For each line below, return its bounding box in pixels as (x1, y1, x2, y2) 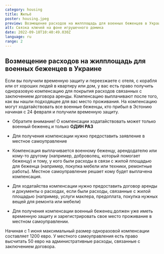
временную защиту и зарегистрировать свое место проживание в (12, 213, 152, 219)
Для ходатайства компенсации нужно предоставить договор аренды (12, 183, 158, 189)
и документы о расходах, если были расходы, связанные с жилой (12, 188, 151, 194)
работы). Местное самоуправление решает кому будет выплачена (12, 168, 152, 174)
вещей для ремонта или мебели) (12, 198, 81, 204)
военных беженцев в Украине (5, 64, 102, 73)
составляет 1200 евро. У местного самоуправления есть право (5, 233, 138, 239)
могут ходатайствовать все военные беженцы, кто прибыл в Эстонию (5, 104, 152, 109)
